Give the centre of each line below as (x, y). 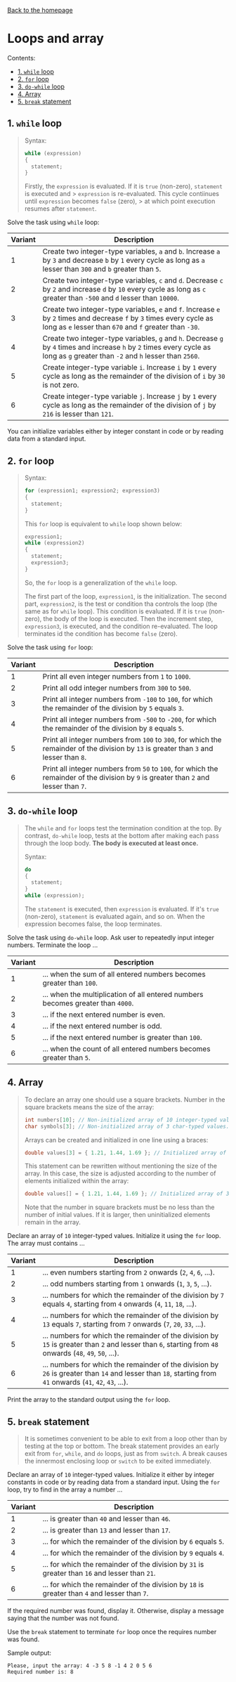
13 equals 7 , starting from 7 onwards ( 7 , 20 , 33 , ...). (124, 1324)
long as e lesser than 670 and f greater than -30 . (121, 327)
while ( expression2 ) (54, 543)
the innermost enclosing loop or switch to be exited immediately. (118, 1461)
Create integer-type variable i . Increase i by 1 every (130, 367)
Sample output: (29, 1653)
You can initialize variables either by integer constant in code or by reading (116, 431)
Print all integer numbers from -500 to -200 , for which (129, 719)
